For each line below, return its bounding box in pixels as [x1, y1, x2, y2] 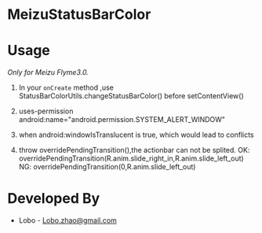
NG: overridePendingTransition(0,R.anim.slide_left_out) [18, 162, 196, 172]
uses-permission [18, 106, 74, 116]
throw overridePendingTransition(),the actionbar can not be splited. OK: [18, 146, 250, 155]
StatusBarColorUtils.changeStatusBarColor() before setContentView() [18, 91, 244, 101]
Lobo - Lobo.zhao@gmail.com [18, 216, 117, 225]
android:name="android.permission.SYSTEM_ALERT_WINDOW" [18, 115, 225, 124]
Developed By [7, 190, 100, 208]
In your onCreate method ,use [18, 83, 115, 92]
